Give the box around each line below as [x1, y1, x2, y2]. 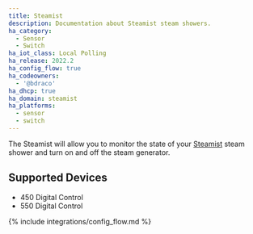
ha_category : [8, 27, 53, 35]
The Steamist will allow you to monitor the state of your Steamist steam [8, 139, 245, 148]
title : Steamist [8, 11, 63, 20]
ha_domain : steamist [8, 94, 78, 102]
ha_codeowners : [8, 72, 60, 80]
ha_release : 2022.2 [8, 57, 74, 65]
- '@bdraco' [15, 79, 57, 87]
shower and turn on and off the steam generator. [8, 147, 171, 157]
